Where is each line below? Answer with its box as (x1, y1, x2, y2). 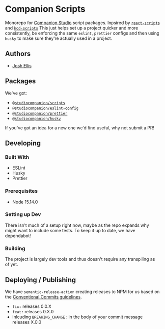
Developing (5, 139, 41, 147)
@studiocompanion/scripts (12, 100, 65, 105)
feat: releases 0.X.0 (12, 308, 54, 314)
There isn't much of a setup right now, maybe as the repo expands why (5, 222, 149, 228)
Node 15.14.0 (12, 199, 38, 205)
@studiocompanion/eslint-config (12, 106, 79, 111)
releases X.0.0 (12, 319, 42, 325)
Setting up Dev (5, 211, 41, 218)
